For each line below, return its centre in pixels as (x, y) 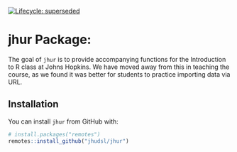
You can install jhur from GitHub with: (64, 121)
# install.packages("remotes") (54, 134)
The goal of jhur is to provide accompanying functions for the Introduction (117, 59)
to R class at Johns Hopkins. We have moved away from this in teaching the (119, 67)
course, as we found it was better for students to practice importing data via (119, 74)
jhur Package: (50, 40)
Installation (33, 104)
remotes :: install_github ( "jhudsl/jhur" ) (69, 141)
